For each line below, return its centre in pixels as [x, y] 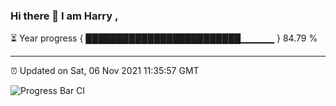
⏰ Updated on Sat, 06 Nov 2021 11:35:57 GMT [105, 71]
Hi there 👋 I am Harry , [64, 16]
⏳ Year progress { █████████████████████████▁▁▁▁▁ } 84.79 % [164, 38]
